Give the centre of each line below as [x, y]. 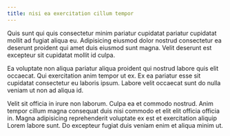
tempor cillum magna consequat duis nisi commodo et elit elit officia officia [114, 111]
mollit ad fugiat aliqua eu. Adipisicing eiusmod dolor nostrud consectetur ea [114, 40]
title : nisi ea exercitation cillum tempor [71, 13]
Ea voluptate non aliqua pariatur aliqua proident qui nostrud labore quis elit [113, 68]
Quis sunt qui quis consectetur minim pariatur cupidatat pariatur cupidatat [112, 33]
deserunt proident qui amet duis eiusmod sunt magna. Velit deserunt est [109, 47]
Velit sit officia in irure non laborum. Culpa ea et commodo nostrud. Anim [110, 103]
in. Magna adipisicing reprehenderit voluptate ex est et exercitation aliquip [112, 118]
